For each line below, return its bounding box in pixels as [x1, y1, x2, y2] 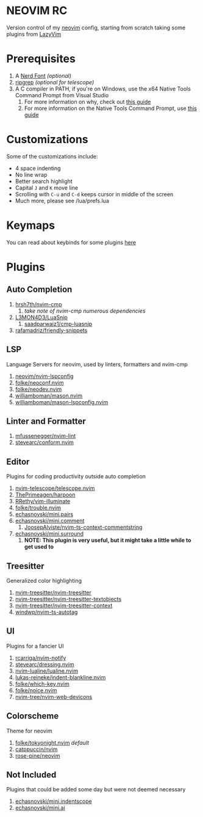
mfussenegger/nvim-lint [15, 432, 76, 440]
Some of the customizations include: [6, 152, 99, 160]
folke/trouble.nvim [15, 504, 61, 511]
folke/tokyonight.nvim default [15, 739, 90, 746]
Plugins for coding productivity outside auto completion [6, 473, 146, 480]
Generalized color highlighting [6, 577, 82, 584]
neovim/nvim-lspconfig [15, 372, 74, 380]
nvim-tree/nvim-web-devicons [15, 693, 93, 700]
